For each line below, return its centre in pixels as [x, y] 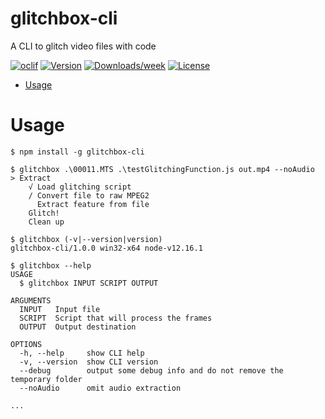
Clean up [46, 222]
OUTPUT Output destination [78, 327]
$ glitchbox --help [51, 265]
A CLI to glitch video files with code [83, 46]
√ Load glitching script [80, 187]
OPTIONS [26, 344]
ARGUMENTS [31, 300]
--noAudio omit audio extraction [100, 388]
